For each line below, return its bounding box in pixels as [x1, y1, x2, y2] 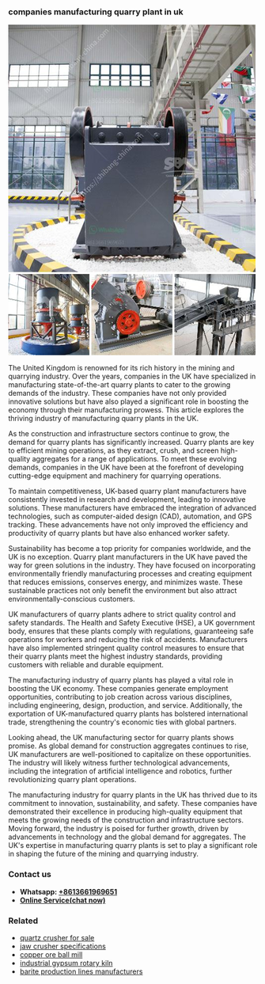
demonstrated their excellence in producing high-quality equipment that [8, 807, 243, 817]
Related [8, 915, 39, 926]
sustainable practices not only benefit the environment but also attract [8, 586, 237, 595]
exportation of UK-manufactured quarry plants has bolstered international [8, 709, 248, 719]
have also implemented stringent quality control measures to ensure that [8, 644, 244, 653]
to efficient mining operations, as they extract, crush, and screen [8, 446, 219, 455]
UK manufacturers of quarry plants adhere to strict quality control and [8, 610, 236, 619]
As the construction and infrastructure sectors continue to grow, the [8, 429, 230, 439]
